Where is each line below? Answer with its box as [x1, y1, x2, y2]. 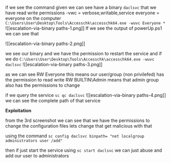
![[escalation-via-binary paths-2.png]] [5, 40, 86, 47]
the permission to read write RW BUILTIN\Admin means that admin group [5, 77, 159, 83]
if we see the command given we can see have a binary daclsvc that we [5, 5, 157, 10]
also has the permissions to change [5, 82, 80, 88]
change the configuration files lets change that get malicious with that [5, 123, 152, 129]
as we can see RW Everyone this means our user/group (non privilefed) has [5, 71, 164, 77]
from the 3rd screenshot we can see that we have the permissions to [5, 117, 150, 124]
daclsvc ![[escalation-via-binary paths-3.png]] [5, 62, 103, 67]
